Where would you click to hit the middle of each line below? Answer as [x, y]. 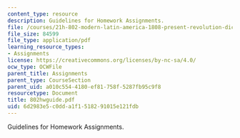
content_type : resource [43, 14]
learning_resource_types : [46, 47]
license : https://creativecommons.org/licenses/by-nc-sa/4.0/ [102, 60]
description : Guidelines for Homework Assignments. [86, 21]
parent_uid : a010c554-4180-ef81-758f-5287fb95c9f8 [84, 87]
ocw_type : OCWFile [35, 67]
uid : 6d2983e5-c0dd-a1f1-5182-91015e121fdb [73, 107]
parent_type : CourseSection [49, 80]
